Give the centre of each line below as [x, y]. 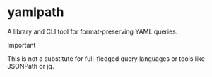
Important [22, 45]
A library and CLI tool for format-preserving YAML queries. [93, 31]
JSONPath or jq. [31, 66]
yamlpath [36, 12]
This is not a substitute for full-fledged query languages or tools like [106, 58]
